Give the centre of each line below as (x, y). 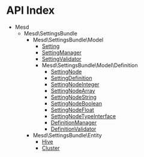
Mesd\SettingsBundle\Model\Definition (90, 65)
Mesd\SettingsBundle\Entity (67, 135)
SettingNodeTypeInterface (83, 116)
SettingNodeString (74, 97)
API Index (31, 10)
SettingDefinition (71, 78)
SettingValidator (61, 59)
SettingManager (62, 52)
